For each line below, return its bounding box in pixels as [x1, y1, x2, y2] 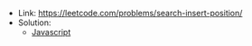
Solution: [17, 17, 51, 28]
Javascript [31, 27, 71, 37]
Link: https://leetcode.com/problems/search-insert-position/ [17, 8, 243, 18]
